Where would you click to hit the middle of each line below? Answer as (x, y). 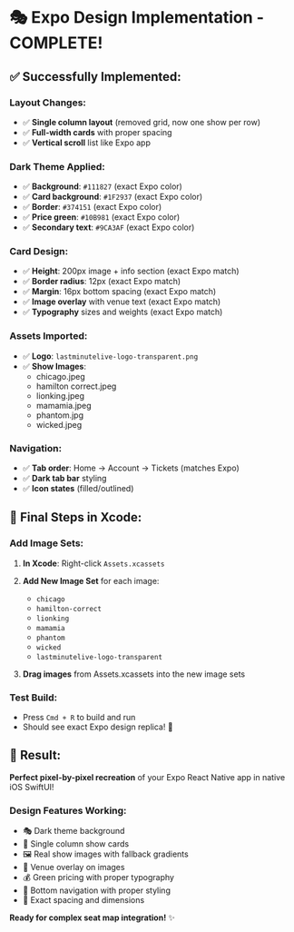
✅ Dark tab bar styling (64, 479)
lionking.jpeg (60, 395)
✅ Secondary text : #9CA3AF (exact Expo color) (108, 227)
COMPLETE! (56, 43)
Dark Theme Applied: (58, 166)
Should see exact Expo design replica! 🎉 (98, 727)
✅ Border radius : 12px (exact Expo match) (102, 282)
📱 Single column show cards (76, 844)
